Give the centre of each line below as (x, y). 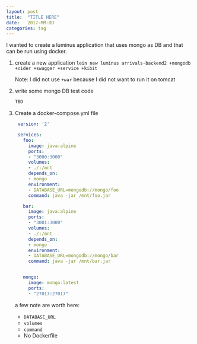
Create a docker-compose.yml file (57, 113)
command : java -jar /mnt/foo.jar (69, 195)
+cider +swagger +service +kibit (56, 69)
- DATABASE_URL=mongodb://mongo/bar (74, 256)
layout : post (22, 12)
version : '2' (34, 124)
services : (30, 135)
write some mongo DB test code (54, 91)
